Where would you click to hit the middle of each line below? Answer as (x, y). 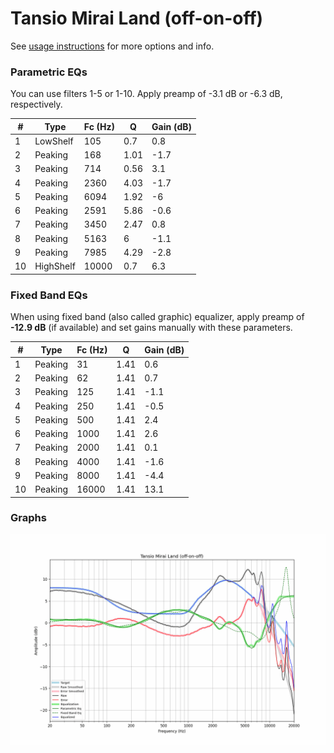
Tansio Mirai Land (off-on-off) (137, 18)
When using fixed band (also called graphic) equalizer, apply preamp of (157, 317)
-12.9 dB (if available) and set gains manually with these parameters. (151, 328)
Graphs (28, 518)
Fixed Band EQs (49, 295)
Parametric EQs (49, 72)
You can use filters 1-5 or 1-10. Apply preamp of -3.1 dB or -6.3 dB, (146, 94)
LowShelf (54, 141)
